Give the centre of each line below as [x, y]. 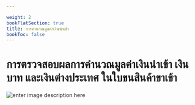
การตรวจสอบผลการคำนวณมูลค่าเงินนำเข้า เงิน [97, 64]
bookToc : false [26, 34]
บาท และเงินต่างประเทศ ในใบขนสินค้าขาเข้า [92, 78]
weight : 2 [19, 17]
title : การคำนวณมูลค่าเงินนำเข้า [38, 29]
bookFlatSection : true [35, 23]
